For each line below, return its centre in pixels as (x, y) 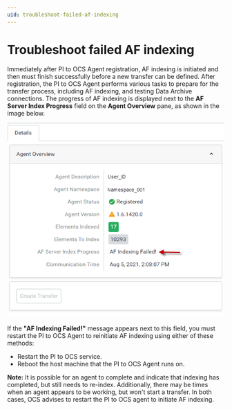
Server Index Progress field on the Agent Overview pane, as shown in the (113, 106)
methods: (21, 343)
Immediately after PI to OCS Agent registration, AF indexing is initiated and (113, 69)
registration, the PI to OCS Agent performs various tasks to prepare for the (113, 84)
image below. (26, 113)
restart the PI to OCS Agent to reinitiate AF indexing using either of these (110, 335)
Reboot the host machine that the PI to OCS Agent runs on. (101, 364)
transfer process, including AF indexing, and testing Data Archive (100, 91)
